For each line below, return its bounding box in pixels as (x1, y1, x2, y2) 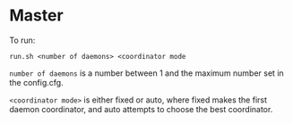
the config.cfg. (9, 77, 65, 87)
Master (9, 5, 65, 26)
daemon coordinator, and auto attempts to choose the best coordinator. (9, 103, 273, 114)
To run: (9, 35, 36, 45)
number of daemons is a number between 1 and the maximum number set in (9, 68, 284, 78)
